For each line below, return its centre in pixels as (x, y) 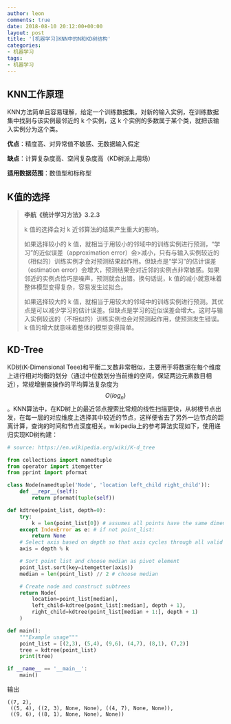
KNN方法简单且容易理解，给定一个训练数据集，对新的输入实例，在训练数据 (113, 112)
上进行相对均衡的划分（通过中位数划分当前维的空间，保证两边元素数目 (107, 376)
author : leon (26, 13)
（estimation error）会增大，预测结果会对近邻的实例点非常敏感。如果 (122, 270)
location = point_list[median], (75, 599)
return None (49, 536)
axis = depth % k (44, 549)
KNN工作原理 (35, 95)
